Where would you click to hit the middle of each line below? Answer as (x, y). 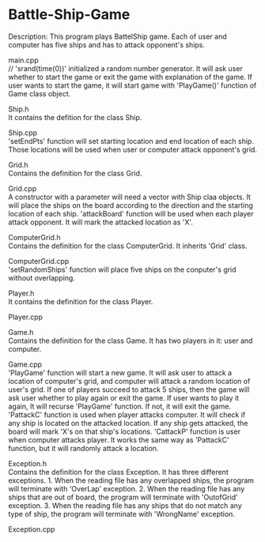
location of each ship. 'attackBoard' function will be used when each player (131, 213)
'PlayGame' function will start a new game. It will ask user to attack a (120, 372)
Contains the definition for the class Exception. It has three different (118, 472)
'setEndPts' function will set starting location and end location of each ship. (131, 141)
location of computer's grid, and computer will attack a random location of (129, 381)
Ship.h (19, 109)
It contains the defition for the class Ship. (75, 117)
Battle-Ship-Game (69, 15)
